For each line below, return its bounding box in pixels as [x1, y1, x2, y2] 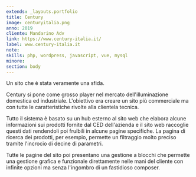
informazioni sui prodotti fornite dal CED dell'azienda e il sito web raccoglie [6, 122, 189, 129]
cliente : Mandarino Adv [6, 31, 65, 37]
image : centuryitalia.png [6, 19, 70, 25]
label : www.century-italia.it [6, 42, 81, 48]
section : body [6, 63, 41, 70]
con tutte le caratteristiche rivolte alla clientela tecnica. [6, 104, 139, 111]
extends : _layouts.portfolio [6, 8, 78, 15]
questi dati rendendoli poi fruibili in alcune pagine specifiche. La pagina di [6, 127, 186, 135]
